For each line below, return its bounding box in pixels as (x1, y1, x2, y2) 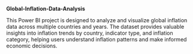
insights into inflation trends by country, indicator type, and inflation (6, 29, 173, 37)
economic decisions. (6, 42, 58, 49)
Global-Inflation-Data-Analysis (6, 5, 86, 12)
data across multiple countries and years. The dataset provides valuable (6, 23, 185, 30)
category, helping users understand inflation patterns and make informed (6, 36, 187, 43)
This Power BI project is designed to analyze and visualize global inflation (6, 17, 188, 23)
